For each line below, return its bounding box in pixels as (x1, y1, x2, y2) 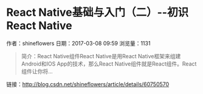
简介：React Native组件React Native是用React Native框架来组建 (21, 52, 181, 59)
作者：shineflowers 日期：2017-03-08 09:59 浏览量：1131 (6, 39, 151, 47)
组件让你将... (21, 67, 53, 75)
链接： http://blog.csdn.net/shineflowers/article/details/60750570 (6, 80, 170, 88)
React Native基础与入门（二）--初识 (6, 5, 189, 19)
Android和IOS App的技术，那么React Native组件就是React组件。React (21, 60, 197, 67)
